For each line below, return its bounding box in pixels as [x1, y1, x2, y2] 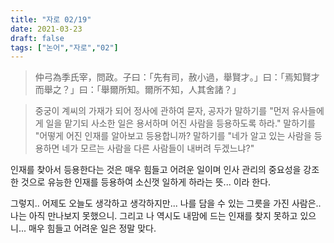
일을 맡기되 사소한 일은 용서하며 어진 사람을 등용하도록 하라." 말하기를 [45, 117, 316, 130]
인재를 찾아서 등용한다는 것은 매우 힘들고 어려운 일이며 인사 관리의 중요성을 [10, 164, 302, 176]
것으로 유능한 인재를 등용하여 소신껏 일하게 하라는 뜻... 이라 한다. [20, 176, 272, 188]
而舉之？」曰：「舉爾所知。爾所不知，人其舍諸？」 [34, 84, 242, 96]
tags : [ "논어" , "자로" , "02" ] [10, 42, 119, 53]
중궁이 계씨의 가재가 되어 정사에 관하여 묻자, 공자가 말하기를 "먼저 [34, 105, 290, 117]
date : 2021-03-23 [10, 24, 83, 34]
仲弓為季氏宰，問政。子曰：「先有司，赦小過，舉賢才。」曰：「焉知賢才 [34, 71, 320, 83]
